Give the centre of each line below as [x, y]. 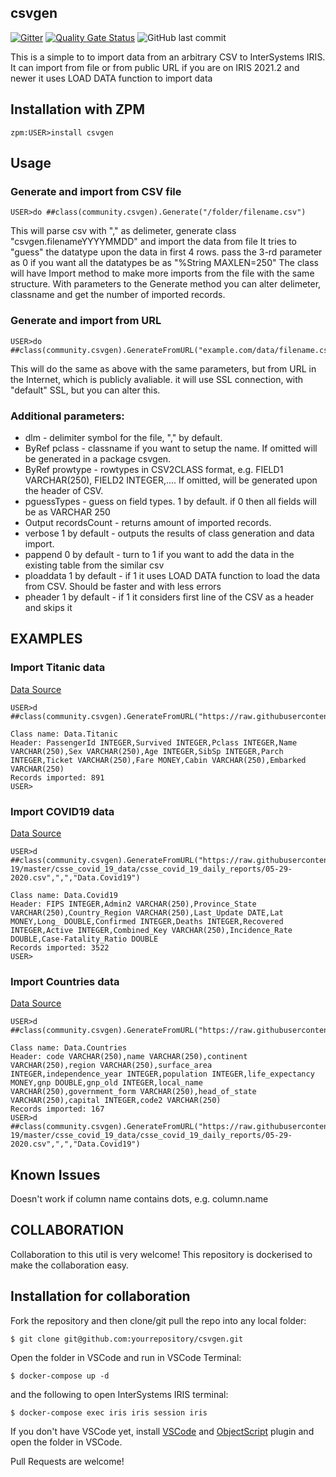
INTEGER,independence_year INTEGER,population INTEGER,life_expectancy [162, 1074]
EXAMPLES [46, 639]
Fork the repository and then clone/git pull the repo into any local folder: [158, 1320]
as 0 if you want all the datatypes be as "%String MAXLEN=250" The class [164, 263]
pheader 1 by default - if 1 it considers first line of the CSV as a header [169, 597]
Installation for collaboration [100, 1296]
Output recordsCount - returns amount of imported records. [148, 522]
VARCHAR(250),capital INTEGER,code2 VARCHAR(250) [116, 1101]
